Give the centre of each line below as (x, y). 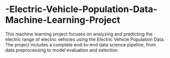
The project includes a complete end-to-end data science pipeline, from (81, 44)
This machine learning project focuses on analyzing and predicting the (79, 34)
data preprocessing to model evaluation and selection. (62, 50)
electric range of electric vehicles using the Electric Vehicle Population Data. (85, 39)
